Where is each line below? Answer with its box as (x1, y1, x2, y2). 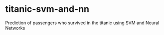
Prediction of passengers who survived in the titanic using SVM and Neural (5, 20, 160, 26)
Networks (5, 25, 25, 31)
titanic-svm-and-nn (5, 3, 90, 15)
